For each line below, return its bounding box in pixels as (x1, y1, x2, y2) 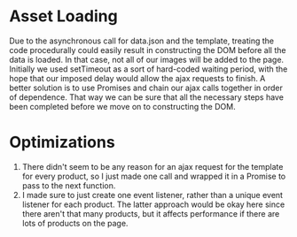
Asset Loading (9, 6, 118, 27)
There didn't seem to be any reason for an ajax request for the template (21, 161, 284, 172)
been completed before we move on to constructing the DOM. (9, 101, 237, 111)
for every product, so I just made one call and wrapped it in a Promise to (21, 171, 286, 181)
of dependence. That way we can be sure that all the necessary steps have (9, 91, 284, 103)
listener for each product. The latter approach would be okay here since (21, 199, 285, 210)
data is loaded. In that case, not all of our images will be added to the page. (9, 54, 285, 65)
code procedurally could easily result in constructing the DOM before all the (9, 44, 286, 55)
